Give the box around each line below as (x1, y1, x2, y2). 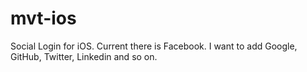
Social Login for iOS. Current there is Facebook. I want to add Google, (10, 40, 298, 52)
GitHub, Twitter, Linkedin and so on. (10, 50, 158, 62)
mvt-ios (10, 7, 77, 30)
